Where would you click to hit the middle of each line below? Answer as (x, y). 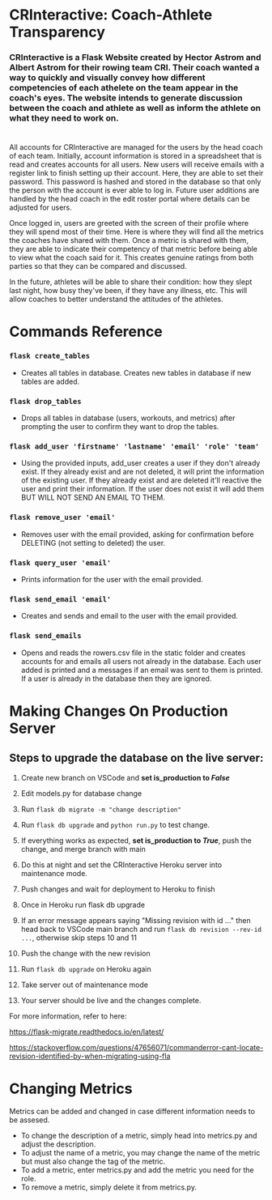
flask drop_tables (45, 401)
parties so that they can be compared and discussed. (98, 266)
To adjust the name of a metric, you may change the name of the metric (140, 1152)
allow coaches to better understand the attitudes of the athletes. (116, 299)
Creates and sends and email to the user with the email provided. (129, 616)
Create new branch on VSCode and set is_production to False (125, 777)
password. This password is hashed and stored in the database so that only (135, 182)
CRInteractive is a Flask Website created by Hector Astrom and (135, 57)
